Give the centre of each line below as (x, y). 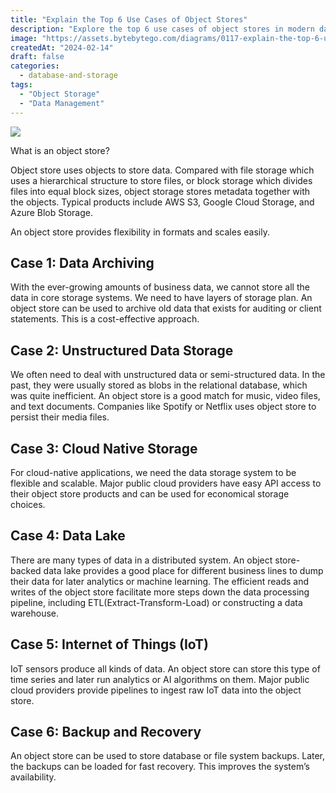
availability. (33, 777)
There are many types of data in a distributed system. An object (141, 560)
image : (24, 38)
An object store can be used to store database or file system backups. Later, (168, 756)
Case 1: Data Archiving (82, 262)
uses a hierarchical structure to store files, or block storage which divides (161, 180)
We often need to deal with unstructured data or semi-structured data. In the (168, 375)
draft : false (37, 57)
